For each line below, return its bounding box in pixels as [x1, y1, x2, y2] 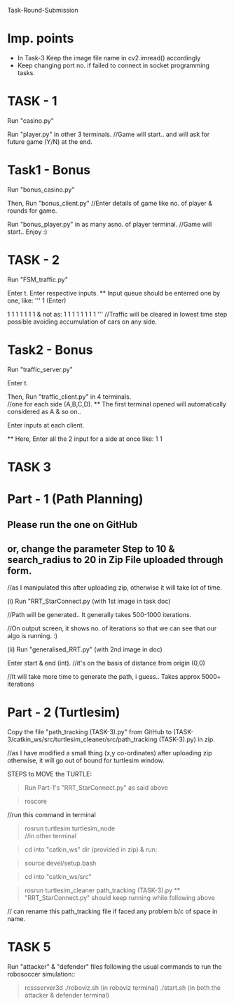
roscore [24, 797, 48, 806]
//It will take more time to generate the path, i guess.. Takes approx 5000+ [7, 673, 221, 681]
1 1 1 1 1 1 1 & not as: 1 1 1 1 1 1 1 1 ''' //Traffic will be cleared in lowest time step [7, 310, 228, 318]
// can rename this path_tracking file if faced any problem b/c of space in [7, 907, 218, 915]
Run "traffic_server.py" [7, 365, 74, 373]
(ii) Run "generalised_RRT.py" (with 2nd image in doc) [7, 645, 163, 654]
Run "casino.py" [7, 116, 54, 125]
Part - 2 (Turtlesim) [7, 705, 121, 720]
